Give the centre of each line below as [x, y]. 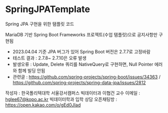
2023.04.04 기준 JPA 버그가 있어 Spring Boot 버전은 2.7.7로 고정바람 [81, 51]
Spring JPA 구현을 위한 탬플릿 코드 [40, 24]
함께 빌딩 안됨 [32, 70]
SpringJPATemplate [48, 9]
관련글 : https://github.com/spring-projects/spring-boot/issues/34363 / [87, 77]
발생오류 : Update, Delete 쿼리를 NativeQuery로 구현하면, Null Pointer [83, 64]
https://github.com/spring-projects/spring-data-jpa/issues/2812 [79, 82]
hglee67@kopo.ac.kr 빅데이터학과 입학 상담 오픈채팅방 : [61, 99]
